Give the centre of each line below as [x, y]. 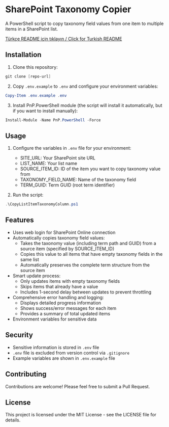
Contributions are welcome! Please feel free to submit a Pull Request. [78, 386]
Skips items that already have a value [59, 286]
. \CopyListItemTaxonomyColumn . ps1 [42, 204]
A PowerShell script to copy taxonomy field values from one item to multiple [84, 23]
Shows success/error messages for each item [68, 308]
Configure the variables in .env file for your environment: [72, 148]
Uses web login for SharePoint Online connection [64, 232]
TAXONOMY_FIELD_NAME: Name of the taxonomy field [78, 180]
